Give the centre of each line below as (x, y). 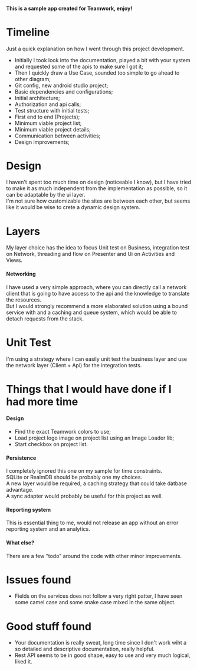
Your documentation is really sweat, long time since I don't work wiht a (101, 643)
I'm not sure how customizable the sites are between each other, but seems (98, 201)
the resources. (24, 300)
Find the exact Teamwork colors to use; (63, 431)
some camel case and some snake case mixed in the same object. (95, 602)
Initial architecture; (37, 98)
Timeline (28, 32)
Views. (14, 260)
